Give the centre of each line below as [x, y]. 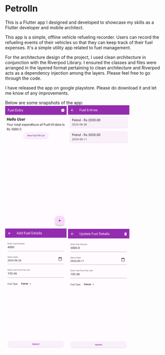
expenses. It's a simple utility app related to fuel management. [68, 47]
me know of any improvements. [37, 93]
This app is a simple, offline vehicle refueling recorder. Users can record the [82, 37]
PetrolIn [21, 9]
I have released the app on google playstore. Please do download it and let [81, 88]
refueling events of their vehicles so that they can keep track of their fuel [79, 42]
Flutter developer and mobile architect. [44, 27]
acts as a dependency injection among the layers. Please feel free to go [78, 73]
